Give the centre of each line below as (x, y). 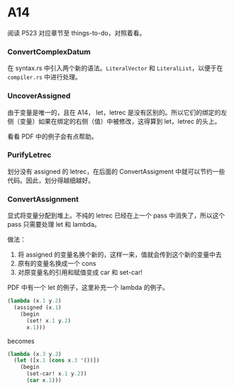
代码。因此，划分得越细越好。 (51, 180)
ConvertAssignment (43, 199)
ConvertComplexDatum (49, 52)
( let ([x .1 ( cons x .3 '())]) (57, 361)
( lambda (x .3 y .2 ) (34, 354)
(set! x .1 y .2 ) (49, 320)
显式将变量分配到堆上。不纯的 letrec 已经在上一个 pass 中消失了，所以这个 (116, 216)
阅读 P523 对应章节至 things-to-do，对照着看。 (77, 33)
